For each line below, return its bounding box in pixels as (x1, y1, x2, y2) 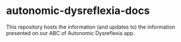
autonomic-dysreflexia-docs (6, 4, 150, 17)
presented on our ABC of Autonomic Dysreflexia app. (6, 29, 135, 36)
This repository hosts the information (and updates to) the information (6, 23, 175, 30)
